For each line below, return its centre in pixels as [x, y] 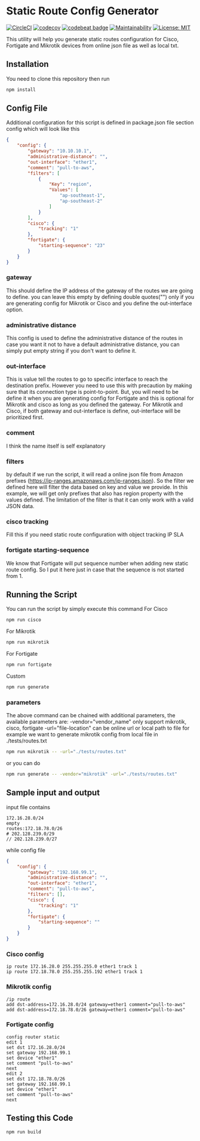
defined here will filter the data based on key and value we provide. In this [97, 487]
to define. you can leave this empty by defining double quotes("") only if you [100, 296]
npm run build [24, 1132]
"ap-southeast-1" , [82, 195]
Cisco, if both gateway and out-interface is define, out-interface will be [93, 411]
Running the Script [42, 595]
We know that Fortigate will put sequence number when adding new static [97, 563]
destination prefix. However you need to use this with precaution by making [99, 386]
